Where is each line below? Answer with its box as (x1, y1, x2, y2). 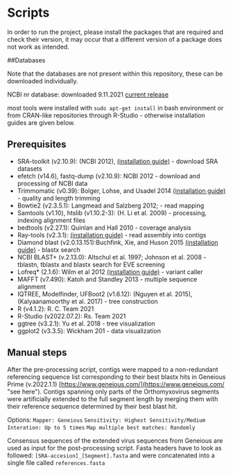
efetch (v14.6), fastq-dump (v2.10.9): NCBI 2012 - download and (17, 171, 200, 180)
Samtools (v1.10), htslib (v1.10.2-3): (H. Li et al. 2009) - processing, (17, 208, 207, 217)
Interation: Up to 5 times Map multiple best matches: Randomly (7, 424, 196, 431)
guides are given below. (7, 118, 75, 126)
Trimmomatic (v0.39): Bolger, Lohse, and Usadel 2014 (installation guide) (17, 186, 226, 195)
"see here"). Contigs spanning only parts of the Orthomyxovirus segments (7, 387, 220, 396)
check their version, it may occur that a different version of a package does (7, 35, 223, 43)
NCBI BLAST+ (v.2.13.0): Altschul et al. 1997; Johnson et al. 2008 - (17, 253, 207, 261)
